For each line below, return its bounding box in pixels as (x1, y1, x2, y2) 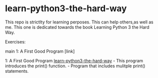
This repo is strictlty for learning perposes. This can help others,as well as (5, 19, 154, 25)
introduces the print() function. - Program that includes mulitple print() (5, 63, 146, 69)
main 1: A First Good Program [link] (5, 48, 75, 54)
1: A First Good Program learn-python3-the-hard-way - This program (5, 58, 143, 63)
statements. (5, 68, 29, 74)
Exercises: (5, 39, 26, 44)
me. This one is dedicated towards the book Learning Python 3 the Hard (5, 24, 150, 30)
